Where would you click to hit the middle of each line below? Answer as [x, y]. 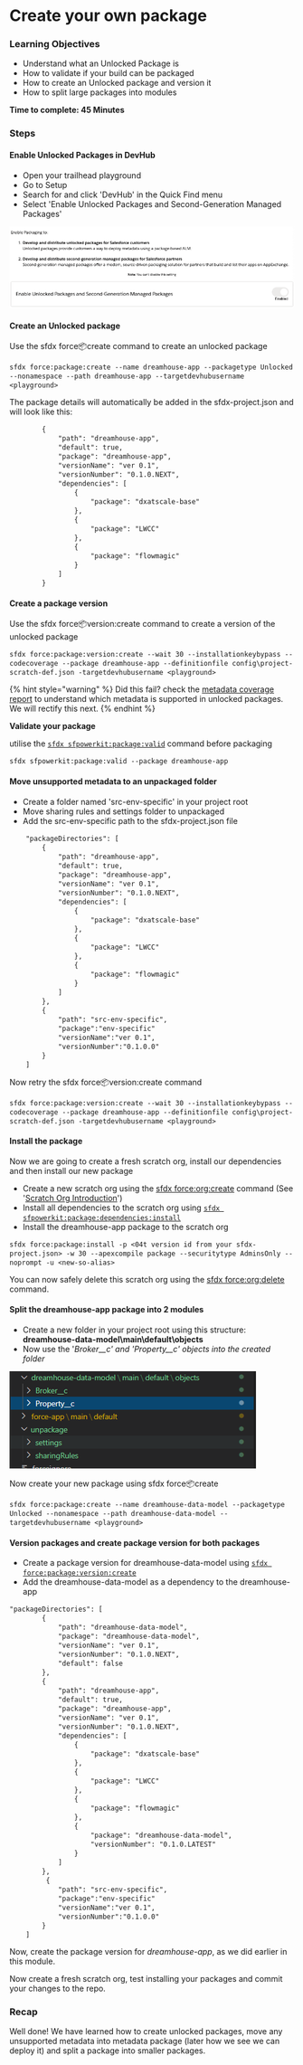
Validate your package [53, 726]
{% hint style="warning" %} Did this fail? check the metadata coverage [142, 689]
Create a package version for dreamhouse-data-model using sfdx [145, 1563]
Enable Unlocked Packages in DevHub [82, 155]
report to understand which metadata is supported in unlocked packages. [147, 699]
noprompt [26, 1263]
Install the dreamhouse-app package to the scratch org [125, 1227]
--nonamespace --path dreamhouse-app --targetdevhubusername [127, 376]
